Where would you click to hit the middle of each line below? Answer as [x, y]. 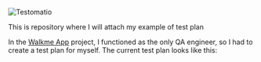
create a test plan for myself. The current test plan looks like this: [113, 50]
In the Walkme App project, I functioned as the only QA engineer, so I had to [130, 42]
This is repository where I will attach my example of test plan [106, 27]
